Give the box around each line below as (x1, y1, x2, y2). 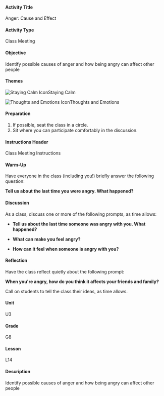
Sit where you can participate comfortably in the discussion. (12, 127, 138, 134)
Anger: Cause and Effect (5, 15, 57, 21)
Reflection (5, 257, 28, 263)
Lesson (5, 345, 21, 351)
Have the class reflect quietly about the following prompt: (5, 268, 125, 274)
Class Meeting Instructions (5, 150, 61, 156)
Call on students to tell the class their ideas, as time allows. (5, 288, 128, 294)
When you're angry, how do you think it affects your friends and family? (5, 279, 159, 285)
